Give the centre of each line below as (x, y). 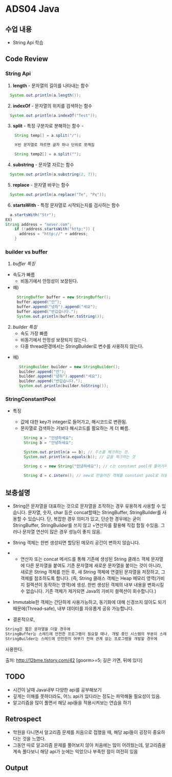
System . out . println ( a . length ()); (46, 95)
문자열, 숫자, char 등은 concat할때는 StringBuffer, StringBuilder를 (94, 513)
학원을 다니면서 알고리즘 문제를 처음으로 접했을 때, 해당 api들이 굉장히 (82, 732)
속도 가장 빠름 (34, 333)
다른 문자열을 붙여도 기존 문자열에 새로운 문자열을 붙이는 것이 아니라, (94, 566)
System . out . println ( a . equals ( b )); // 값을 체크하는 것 (80, 457)
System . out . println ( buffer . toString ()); (60, 316)
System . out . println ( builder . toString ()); (64, 386)
